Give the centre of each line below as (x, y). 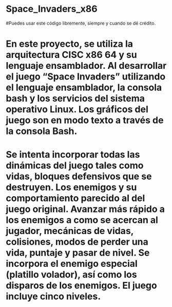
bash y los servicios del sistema (75, 99)
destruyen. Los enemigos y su (71, 187)
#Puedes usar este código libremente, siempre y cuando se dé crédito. (81, 23)
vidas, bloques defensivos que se (79, 176)
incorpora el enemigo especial (72, 264)
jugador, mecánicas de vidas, (70, 231)
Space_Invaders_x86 (52, 9)
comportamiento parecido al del (75, 198)
